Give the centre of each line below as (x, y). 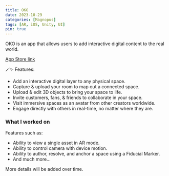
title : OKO (17, 10)
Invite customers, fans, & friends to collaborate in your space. (78, 97)
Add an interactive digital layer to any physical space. (69, 81)
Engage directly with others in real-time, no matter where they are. (83, 109)
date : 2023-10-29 (24, 15)
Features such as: (24, 133)
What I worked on (28, 122)
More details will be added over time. (44, 169)
